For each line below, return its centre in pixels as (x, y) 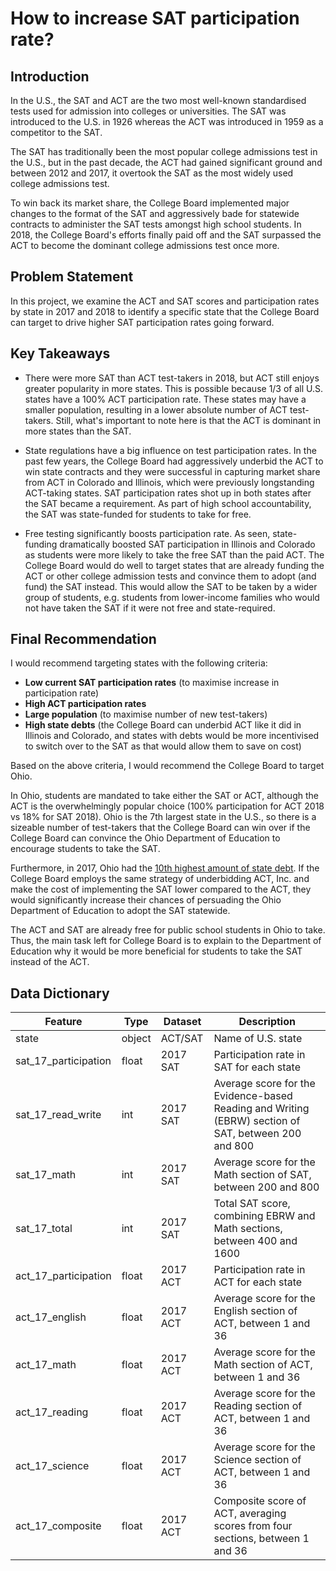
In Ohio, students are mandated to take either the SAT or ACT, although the (164, 796)
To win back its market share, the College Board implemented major (150, 203)
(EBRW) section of (257, 1121)
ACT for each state (258, 1282)
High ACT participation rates (85, 704)
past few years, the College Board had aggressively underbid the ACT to (174, 461)
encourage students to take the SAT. (85, 849)
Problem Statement (72, 277)
